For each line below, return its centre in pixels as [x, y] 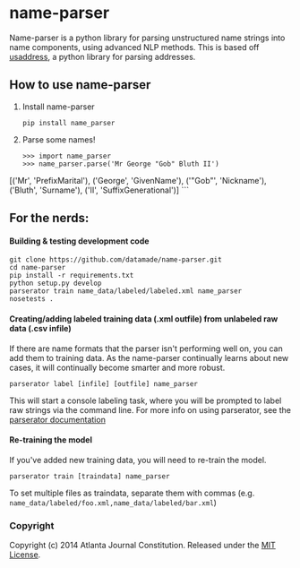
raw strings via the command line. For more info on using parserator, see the [150, 409]
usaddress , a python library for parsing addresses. [103, 56]
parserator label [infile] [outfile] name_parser [104, 383]
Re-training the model [51, 440]
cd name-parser [38, 268]
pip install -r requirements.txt [72, 276]
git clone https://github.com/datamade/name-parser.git [116, 260]
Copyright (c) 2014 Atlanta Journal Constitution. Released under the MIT [142, 546]
